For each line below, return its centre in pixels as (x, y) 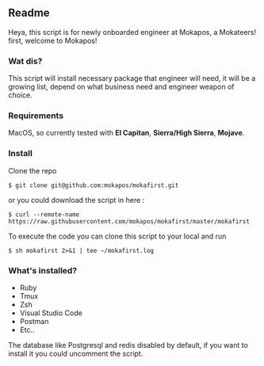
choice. (21, 95)
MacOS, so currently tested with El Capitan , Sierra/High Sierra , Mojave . (126, 133)
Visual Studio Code (51, 313)
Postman (34, 321)
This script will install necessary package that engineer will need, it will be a (132, 78)
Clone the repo (33, 170)
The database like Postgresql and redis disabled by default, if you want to (128, 345)
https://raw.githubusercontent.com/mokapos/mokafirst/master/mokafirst (129, 221)
